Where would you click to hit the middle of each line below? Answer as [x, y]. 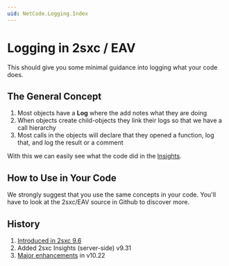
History [24, 224]
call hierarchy [37, 128]
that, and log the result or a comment [70, 142]
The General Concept [54, 96]
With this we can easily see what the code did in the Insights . [94, 156]
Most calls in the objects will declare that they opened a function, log [116, 135]
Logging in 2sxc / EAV [71, 48]
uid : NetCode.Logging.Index [48, 14]
